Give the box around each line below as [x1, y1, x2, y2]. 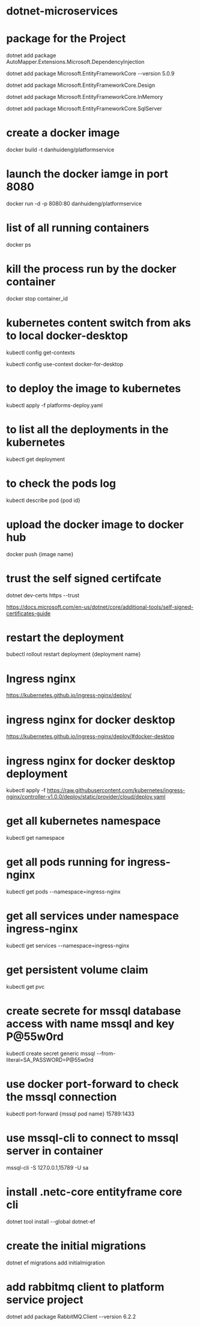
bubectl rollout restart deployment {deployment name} [6, 650, 141, 658]
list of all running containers [6, 221, 150, 235]
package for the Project [6, 32, 126, 46]
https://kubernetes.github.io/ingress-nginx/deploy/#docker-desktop [6, 733, 175, 740]
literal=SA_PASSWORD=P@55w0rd [6, 1056, 94, 1063]
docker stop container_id [6, 294, 68, 302]
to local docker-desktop [6, 329, 128, 343]
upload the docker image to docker [6, 518, 184, 531]
